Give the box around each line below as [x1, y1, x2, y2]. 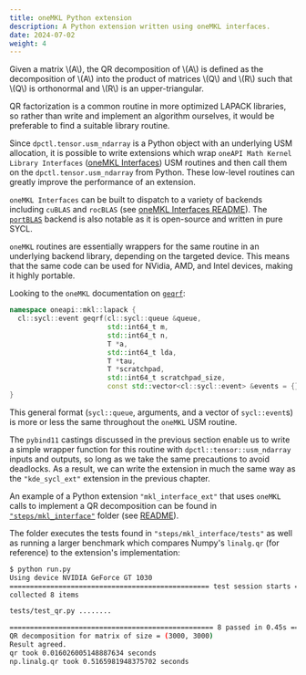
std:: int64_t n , [107, 330, 169, 340]
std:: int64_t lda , [107, 348, 178, 357]
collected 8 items [9, 590, 79, 599]
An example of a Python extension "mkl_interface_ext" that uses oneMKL [9, 490, 281, 502]
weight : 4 [9, 38, 47, 48]
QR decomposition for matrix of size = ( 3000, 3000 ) [9, 631, 214, 641]
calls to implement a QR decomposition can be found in [9, 500, 217, 511]
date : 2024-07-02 [9, 30, 76, 39]
